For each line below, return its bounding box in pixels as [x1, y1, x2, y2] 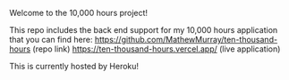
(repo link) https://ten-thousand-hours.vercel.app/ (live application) [32, 44, 281, 54]
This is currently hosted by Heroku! [9, 61, 140, 71]
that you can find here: [9, 35, 93, 44]
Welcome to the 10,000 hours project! [9, 8, 149, 18]
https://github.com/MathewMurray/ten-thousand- [94, 35, 278, 44]
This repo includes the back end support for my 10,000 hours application [9, 25, 278, 35]
